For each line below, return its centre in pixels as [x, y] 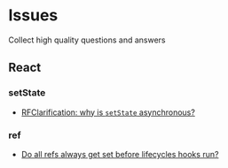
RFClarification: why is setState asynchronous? [108, 112]
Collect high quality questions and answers [87, 40]
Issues [33, 15]
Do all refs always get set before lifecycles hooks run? [120, 154]
